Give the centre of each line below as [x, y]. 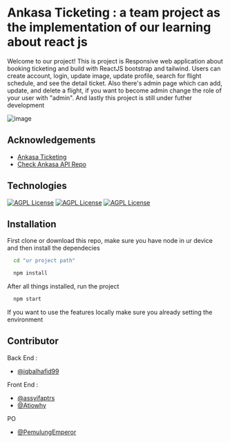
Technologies [37, 186]
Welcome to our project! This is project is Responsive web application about [115, 61]
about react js [47, 42]
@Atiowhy [32, 405]
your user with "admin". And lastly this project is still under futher [99, 97]
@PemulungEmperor [47, 432]
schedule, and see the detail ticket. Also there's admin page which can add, [115, 83]
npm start [27, 299]
